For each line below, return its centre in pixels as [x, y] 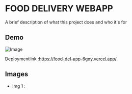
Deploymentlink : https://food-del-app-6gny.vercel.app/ [61, 59]
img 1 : [19, 86]
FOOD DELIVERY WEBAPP [59, 9]
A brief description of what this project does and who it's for [66, 22]
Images [17, 74]
